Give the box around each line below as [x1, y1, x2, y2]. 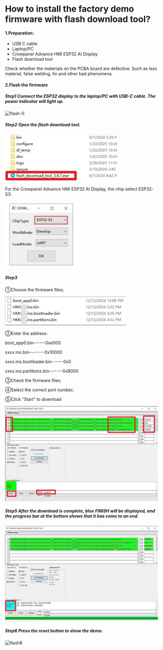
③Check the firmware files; [5, 377, 62, 383]
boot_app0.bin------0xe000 [5, 340, 61, 346]
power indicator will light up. [5, 98, 64, 104]
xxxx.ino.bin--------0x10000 [5, 349, 62, 355]
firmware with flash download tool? [5, 14, 151, 25]
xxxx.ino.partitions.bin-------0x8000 [5, 368, 79, 374]
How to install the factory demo [5, 3, 134, 15]
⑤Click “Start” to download [5, 396, 62, 402]
